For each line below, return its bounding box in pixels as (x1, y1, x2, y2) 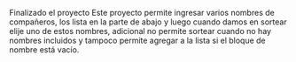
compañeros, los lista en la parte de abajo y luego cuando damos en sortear (9, 17, 287, 27)
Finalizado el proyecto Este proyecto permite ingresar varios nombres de (9, 8, 275, 17)
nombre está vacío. (9, 45, 80, 55)
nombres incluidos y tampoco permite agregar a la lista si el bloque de (9, 35, 266, 45)
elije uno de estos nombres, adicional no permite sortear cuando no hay (9, 26, 272, 36)
